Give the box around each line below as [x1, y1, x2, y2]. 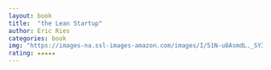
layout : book [8, 11, 52, 20]
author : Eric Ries [8, 27, 70, 35]
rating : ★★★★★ [8, 49, 56, 57]
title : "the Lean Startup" [8, 19, 103, 27]
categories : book [8, 34, 67, 43]
